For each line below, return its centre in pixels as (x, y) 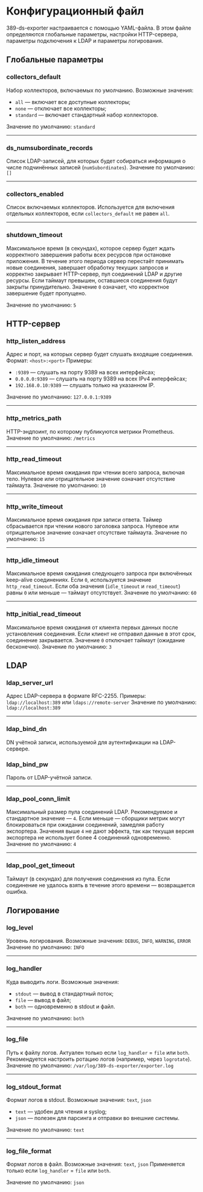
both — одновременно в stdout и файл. (65, 1006)
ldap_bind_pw (27, 764)
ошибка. (17, 891)
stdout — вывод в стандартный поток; (64, 994)
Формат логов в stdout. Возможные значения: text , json (79, 1100)
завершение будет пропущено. (46, 293)
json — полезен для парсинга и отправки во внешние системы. (97, 1118)
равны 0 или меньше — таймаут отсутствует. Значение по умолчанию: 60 (101, 593)
